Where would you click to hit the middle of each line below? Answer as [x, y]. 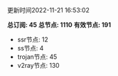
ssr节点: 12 [33, 39]
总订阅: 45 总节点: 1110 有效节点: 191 [59, 25]
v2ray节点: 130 [39, 65]
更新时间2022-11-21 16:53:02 [49, 10]
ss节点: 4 [30, 48]
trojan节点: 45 [37, 57]
